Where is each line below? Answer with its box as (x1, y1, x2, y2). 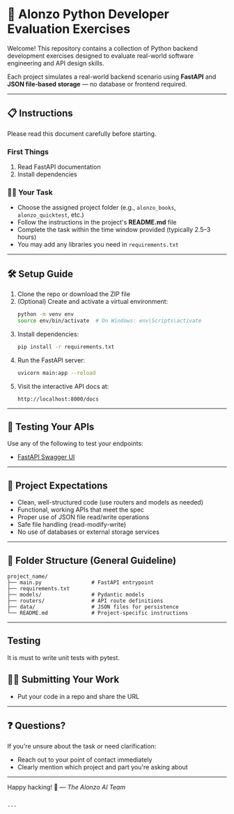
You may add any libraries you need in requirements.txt (17, 240, 179, 249)
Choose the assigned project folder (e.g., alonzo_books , (17, 203, 176, 212)
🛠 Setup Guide (7, 268, 74, 279)
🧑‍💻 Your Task (7, 187, 54, 197)
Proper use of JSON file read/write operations (17, 513, 150, 521)
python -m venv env (17, 311, 75, 318)
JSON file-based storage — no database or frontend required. (7, 79, 187, 88)
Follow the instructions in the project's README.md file (17, 218, 177, 226)
